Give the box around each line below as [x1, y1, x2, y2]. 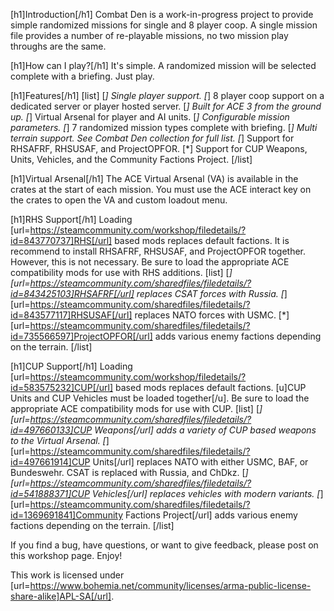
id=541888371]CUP [10, 488, 90, 499]
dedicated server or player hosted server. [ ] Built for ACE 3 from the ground [10, 100, 322, 112]
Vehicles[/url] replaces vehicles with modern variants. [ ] [91, 488, 324, 499]
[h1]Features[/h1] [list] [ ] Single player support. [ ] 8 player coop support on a [10, 90, 325, 101]
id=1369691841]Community [10, 509, 124, 521]
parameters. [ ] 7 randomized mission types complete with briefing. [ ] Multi [10, 122, 318, 133]
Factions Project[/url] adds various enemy [124, 509, 298, 521]
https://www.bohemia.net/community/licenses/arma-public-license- [29, 580, 312, 591]
